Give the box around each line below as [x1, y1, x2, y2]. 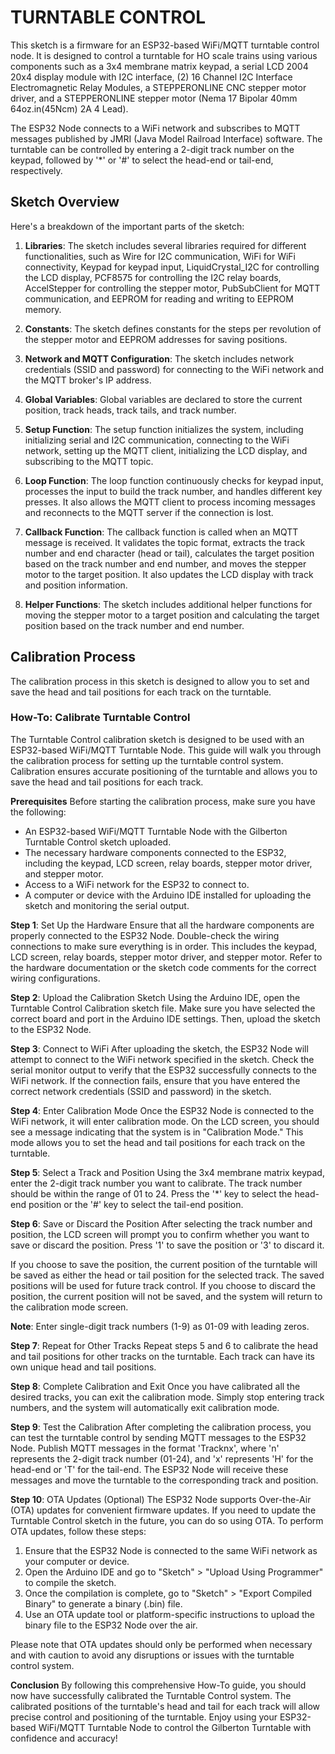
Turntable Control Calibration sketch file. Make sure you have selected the [10, 1002, 316, 1014]
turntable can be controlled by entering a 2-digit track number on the [10, 143, 295, 155]
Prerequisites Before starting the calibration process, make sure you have [10, 795, 316, 807]
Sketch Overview [10, 194, 120, 211]
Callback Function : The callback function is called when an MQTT [24, 526, 299, 538]
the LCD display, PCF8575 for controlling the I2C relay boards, [24, 271, 282, 283]
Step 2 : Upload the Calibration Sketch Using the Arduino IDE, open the [10, 991, 301, 1003]
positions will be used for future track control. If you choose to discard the [10, 1279, 316, 1291]
